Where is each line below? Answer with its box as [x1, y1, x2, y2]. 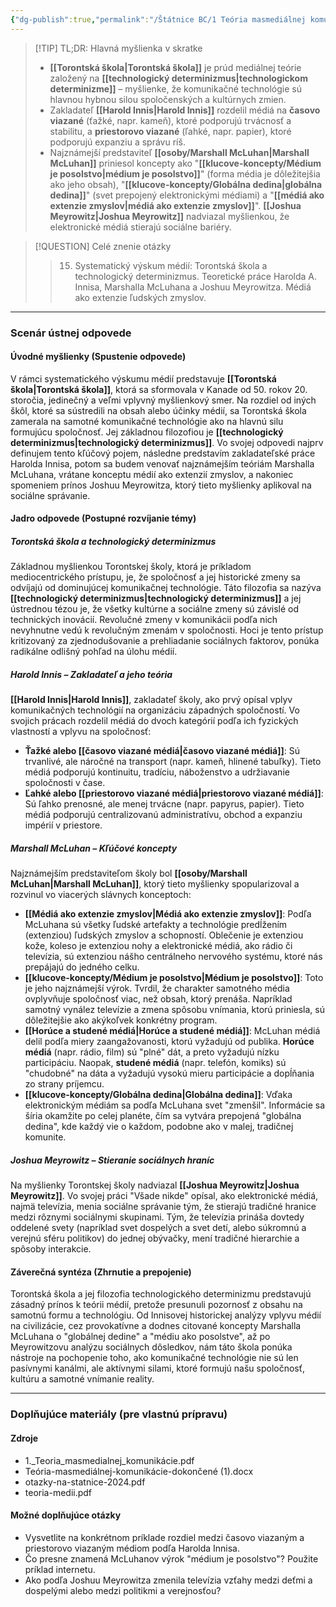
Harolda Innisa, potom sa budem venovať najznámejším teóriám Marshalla [10, 457, 315, 470]
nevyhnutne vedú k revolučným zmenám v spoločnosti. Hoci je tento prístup [10, 624, 324, 636]
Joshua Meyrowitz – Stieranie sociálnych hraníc [10, 1154, 215, 1166]
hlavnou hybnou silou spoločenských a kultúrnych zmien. [49, 93, 287, 105]
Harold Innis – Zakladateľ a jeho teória [10, 668, 173, 680]
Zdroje [10, 1432, 39, 1444]
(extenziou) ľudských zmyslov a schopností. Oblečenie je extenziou [24, 929, 304, 941]
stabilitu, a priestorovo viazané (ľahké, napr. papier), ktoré [49, 125, 292, 137]
